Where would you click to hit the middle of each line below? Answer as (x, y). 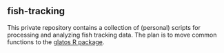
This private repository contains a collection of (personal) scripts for (104, 27)
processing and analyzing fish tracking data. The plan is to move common (112, 35)
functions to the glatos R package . (56, 42)
